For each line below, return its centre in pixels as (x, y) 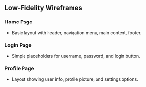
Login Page (18, 45)
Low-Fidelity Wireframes (44, 8)
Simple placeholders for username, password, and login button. (76, 56)
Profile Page (19, 68)
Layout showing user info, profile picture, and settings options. (75, 79)
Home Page (19, 22)
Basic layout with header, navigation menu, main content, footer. (76, 33)
